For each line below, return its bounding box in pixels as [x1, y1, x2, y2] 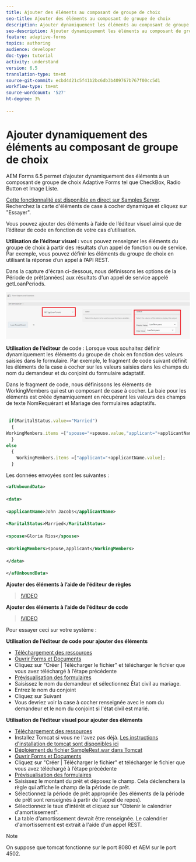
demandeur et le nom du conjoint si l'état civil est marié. [14, 705, 150, 712]
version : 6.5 [6, 65, 38, 71]
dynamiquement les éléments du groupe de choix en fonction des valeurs [6, 351, 183, 358]
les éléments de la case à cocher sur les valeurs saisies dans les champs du [6, 363, 190, 370]
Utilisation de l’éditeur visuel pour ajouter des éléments [6, 717, 143, 724]
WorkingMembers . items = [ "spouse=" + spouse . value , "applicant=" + [6, 430, 160, 436]
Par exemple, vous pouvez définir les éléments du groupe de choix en [6, 250, 174, 257]
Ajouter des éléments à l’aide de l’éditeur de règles [6, 581, 131, 588]
